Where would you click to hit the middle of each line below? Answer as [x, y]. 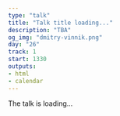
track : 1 [22, 52]
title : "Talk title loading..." [60, 23]
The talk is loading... [41, 103]
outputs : [22, 67]
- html [19, 74]
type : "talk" [29, 15]
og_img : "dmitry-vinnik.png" [55, 37]
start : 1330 [27, 60]
